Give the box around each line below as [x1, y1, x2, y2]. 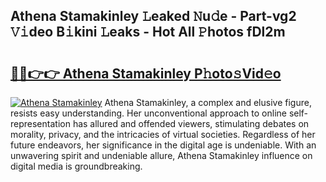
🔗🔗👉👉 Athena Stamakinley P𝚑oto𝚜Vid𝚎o [10, 65, 282, 82]
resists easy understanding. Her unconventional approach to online [10, 107, 287, 119]
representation [10, 118, 71, 129]
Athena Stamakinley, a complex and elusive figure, [104, 97, 312, 108]
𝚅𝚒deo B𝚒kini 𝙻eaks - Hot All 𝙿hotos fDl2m [10, 24, 286, 41]
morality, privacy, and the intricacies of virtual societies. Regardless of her [10, 129, 316, 140]
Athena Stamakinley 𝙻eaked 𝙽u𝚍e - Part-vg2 [10, 8, 297, 25]
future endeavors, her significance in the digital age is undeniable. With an [10, 139, 317, 151]
